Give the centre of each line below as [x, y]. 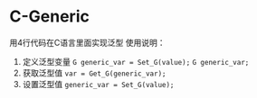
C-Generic [50, 17]
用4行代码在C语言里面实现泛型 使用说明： [87, 42]
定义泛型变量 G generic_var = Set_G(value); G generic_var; [136, 61]
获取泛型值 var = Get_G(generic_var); [94, 73]
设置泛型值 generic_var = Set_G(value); [98, 84]
